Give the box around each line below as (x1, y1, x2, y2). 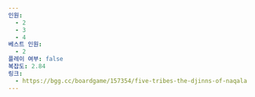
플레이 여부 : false (8, 56, 64, 63)
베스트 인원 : (8, 41, 43, 48)
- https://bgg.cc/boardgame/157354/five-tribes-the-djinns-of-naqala (15, 77, 247, 84)
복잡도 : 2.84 (8, 63, 46, 70)
